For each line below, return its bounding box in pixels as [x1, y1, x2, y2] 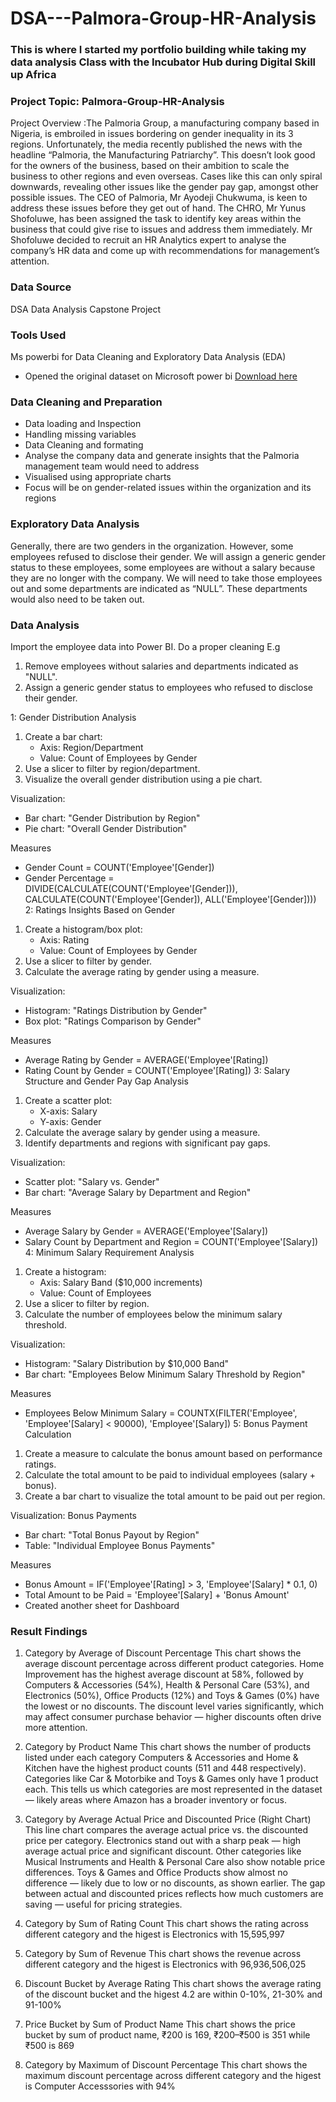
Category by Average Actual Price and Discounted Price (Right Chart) [24, 1813, 312, 1826]
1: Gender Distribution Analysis [10, 711, 137, 723]
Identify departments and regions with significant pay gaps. [24, 1137, 271, 1149]
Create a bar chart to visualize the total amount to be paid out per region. [24, 1490, 326, 1502]
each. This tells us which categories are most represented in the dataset [24, 1783, 323, 1796]
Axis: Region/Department [39, 741, 144, 753]
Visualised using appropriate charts [24, 471, 172, 483]
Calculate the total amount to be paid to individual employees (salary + [24, 1468, 317, 1481]
